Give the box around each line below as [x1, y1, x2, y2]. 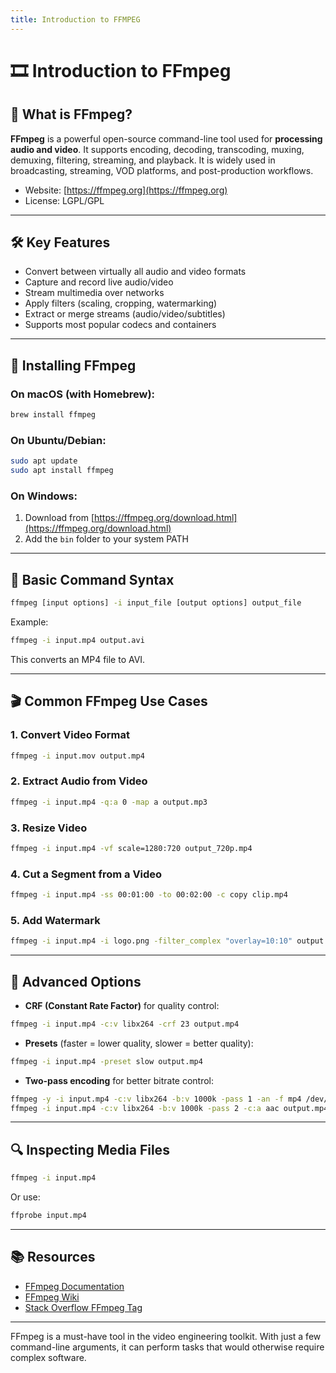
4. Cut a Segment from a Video [10, 867, 163, 881]
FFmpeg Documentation [24, 1280, 125, 1292]
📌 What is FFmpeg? [10, 106, 133, 123]
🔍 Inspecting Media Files [10, 1141, 170, 1158]
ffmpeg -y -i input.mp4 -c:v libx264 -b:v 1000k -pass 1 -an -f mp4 [10, 1094, 302, 1104]
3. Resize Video [10, 821, 88, 835]
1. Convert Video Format [10, 728, 131, 742]
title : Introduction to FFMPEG [10, 14, 141, 25]
